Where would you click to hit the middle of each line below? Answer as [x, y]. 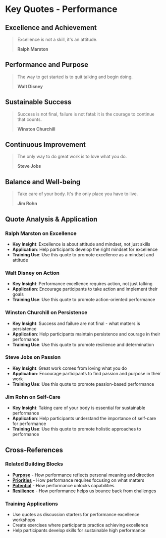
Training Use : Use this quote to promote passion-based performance [83, 384]
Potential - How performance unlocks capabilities [63, 485]
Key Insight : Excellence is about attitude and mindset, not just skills [81, 244]
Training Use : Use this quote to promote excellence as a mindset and [83, 254]
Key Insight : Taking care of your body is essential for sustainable [79, 408]
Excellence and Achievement [51, 28]
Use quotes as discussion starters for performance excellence [76, 515]
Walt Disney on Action [32, 273]
